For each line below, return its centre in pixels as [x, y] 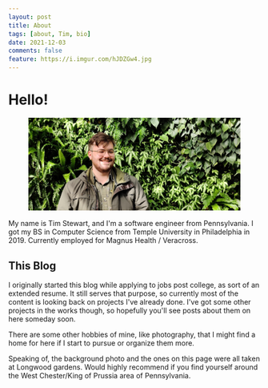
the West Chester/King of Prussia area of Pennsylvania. [100, 376]
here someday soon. [42, 319]
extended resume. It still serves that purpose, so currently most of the [123, 293]
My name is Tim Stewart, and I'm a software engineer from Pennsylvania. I [131, 224]
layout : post [30, 17]
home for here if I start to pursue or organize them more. [101, 343]
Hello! [28, 100]
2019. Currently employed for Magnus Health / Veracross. [103, 240]
